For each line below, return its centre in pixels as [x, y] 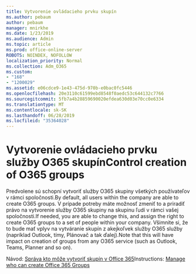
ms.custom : [19, 72]
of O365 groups [45, 175]
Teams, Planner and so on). [39, 248]
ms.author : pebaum [28, 17]
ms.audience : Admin [30, 39]
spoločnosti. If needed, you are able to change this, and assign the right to [95, 216]
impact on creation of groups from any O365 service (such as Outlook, [92, 241]
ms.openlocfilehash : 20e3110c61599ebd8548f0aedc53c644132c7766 [85, 93]
